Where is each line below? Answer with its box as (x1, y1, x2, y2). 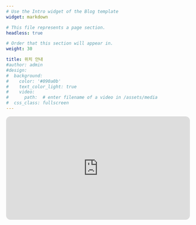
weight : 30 (6, 46, 33, 52)
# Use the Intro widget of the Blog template (6, 8, 118, 15)
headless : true (6, 30, 43, 36)
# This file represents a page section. (6, 25, 106, 30)
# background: (6, 72, 43, 79)
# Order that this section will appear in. (6, 40, 114, 47)
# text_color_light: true (6, 84, 77, 89)
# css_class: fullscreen (6, 100, 69, 106)
